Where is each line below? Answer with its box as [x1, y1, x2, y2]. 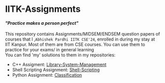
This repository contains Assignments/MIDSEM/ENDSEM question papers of [5, 31, 160, 37]
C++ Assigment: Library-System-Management [12, 62, 107, 68]
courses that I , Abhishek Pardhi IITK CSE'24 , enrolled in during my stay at [5, 36, 155, 42]
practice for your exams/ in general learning [5, 47, 95, 53]
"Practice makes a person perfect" [5, 20, 79, 26]
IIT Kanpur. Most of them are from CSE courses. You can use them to [5, 41, 145, 47]
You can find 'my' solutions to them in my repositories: [5, 52, 116, 58]
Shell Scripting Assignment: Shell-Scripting [12, 67, 100, 73]
